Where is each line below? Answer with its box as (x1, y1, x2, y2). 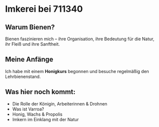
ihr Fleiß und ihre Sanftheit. (5, 41, 60, 47)
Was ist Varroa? (12, 106, 44, 112)
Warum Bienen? (5, 23, 55, 31)
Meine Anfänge (5, 55, 54, 64)
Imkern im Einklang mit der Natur (12, 116, 79, 122)
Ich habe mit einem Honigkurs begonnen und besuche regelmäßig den (5, 68, 149, 74)
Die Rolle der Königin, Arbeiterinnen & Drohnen (12, 101, 107, 106)
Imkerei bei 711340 (5, 3, 83, 15)
